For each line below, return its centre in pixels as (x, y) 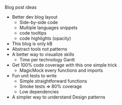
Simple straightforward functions (53, 81)
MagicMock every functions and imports (61, 70)
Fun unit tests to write (34, 76)
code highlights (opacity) (45, 38)
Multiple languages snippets (48, 28)
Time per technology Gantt (47, 60)
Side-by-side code (38, 22)
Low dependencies (39, 92)
